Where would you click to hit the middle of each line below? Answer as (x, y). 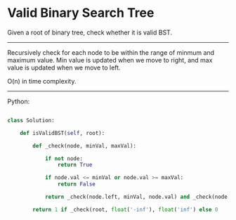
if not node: (64, 158)
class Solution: (31, 120)
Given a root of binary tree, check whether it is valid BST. (90, 32)
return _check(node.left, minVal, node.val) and (117, 197)
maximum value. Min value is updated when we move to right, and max (110, 60)
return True (75, 165)
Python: (19, 101)
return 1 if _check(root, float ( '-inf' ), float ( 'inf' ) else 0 (125, 209)
